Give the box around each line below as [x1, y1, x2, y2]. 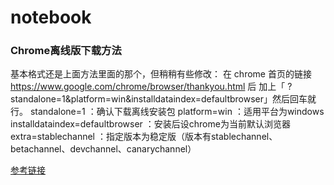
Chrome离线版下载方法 [10, 44, 122, 58]
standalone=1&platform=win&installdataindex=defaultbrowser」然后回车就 [10, 93, 317, 105]
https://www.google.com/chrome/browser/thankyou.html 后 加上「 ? [10, 81, 293, 93]
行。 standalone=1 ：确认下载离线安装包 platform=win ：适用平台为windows [10, 106, 325, 118]
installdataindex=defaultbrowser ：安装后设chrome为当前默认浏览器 [10, 118, 291, 130]
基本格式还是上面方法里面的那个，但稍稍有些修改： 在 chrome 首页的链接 [10, 68, 312, 80]
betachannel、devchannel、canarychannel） [10, 143, 197, 155]
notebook [10, 6, 92, 29]
